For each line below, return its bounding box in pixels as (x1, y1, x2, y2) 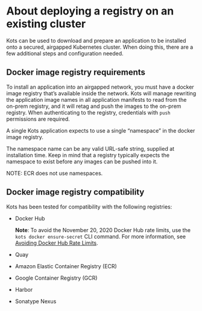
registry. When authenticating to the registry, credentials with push (6, 108, 171, 116)
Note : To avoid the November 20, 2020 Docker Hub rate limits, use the (14, 226, 191, 233)
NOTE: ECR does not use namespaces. (6, 169, 103, 177)
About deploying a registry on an (6, 4, 174, 18)
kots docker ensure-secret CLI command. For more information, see (14, 233, 186, 240)
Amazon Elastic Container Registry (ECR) (14, 262, 118, 269)
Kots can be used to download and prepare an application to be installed (6, 37, 186, 44)
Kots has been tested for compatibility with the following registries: (6, 203, 172, 210)
